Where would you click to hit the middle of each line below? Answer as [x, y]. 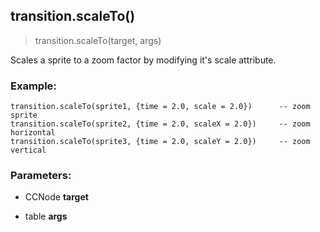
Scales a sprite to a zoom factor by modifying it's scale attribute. [143, 60]
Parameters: [41, 176]
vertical [28, 150]
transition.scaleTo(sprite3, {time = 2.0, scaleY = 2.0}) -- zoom [160, 142]
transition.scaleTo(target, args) [98, 40]
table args [46, 216]
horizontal [33, 133]
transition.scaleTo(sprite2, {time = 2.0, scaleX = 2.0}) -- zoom [160, 124]
